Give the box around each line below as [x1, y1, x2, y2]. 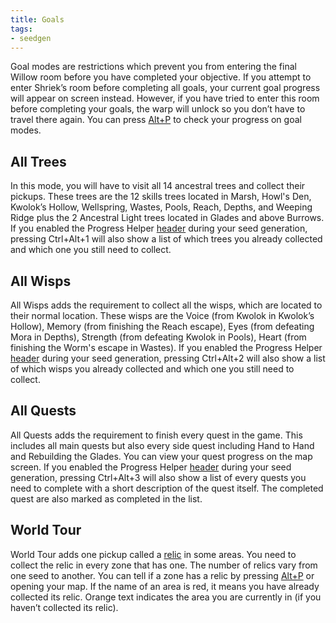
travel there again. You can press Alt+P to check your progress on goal [10, 114, 302, 126]
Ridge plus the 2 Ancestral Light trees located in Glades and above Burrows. [10, 212, 325, 224]
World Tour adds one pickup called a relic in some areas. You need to [10, 548, 297, 560]
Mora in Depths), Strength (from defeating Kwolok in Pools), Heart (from [10, 331, 307, 343]
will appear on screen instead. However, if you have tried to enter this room [10, 92, 320, 105]
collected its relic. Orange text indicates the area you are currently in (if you [10, 591, 322, 603]
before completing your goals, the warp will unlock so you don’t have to [10, 103, 306, 115]
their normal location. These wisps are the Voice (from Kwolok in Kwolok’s [10, 310, 315, 321]
